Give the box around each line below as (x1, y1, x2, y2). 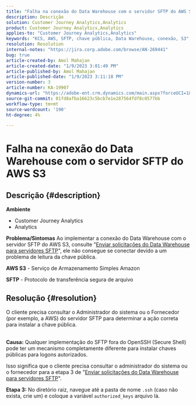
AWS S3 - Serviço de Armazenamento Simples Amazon (6, 265, 140, 272)
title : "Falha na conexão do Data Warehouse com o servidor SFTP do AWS (6, 8, 187, 15)
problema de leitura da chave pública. (6, 253, 97, 260)
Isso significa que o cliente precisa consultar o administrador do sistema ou (6, 362, 188, 369)
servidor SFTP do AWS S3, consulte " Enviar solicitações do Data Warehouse (6, 241, 190, 248)
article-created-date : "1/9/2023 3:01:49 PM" (6, 63, 118, 69)
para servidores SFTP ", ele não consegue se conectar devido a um (6, 247, 167, 255)
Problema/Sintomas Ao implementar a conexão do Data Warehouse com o (6, 235, 187, 242)
